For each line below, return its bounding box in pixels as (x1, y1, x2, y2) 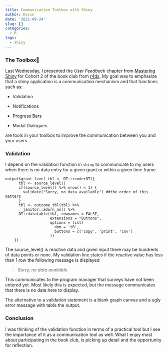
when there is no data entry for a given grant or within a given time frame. (5, 167, 157, 173)
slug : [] (5, 21, 23, 27)
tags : (5, 36, 16, 41)
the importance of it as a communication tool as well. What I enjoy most (5, 331, 152, 337)
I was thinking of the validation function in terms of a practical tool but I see (5, 326, 160, 332)
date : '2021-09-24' (5, 17, 46, 22)
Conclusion (5, 315, 34, 322)
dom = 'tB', (54, 225, 79, 230)
